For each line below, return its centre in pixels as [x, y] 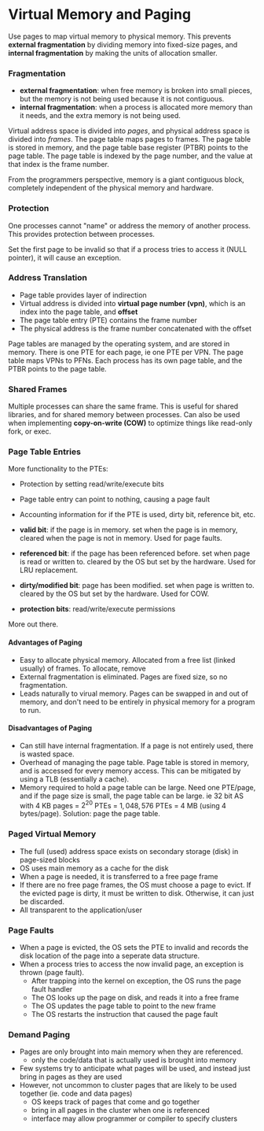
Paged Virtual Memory [52, 834]
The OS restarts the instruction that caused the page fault [125, 1015]
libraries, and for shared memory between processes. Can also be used [124, 415]
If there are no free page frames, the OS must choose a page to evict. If [135, 885]
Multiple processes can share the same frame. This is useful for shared [123, 406]
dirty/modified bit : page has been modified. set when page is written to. [137, 586]
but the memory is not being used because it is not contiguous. [122, 99]
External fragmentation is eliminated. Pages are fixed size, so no [123, 676]
